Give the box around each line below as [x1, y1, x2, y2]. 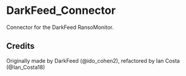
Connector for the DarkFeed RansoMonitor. [6, 24, 114, 31]
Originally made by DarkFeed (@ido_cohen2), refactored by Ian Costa [6, 57, 180, 64]
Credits [6, 41, 35, 51]
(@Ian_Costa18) [6, 63, 45, 71]
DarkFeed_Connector [6, 4, 116, 17]
